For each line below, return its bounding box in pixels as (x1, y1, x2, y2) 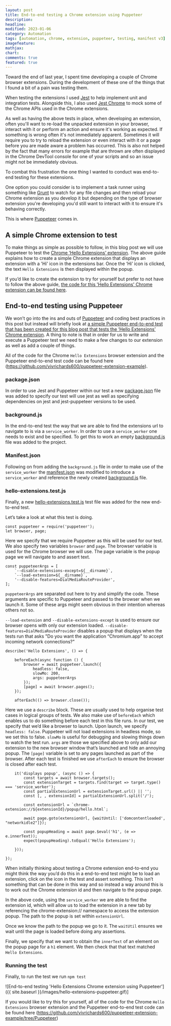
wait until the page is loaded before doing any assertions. (5, 928, 126, 934)
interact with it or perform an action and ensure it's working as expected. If (5, 126, 163, 133)
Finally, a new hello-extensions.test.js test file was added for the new (5, 499, 151, 505)
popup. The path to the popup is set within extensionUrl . (5, 913, 125, 919)
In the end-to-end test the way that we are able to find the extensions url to (5, 423, 163, 429)
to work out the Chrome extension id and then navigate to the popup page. (5, 887, 162, 893)
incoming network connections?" (5, 639, 75, 645)
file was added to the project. (5, 439, 67, 445)
